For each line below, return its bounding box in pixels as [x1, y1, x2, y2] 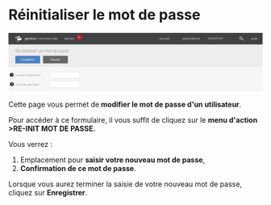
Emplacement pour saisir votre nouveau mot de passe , [19, 155, 206, 165]
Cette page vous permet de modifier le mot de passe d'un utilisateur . [8, 99, 242, 110]
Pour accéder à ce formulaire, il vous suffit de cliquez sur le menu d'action [8, 115, 258, 125]
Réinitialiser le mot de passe [8, 6, 201, 24]
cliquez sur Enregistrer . [8, 188, 88, 198]
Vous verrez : [8, 140, 52, 149]
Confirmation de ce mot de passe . [19, 164, 136, 174]
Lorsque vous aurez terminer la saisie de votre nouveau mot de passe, [8, 179, 243, 189]
